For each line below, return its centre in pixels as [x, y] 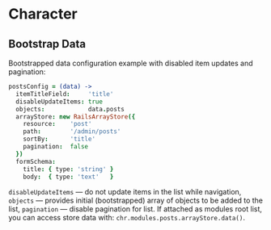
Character [43, 14]
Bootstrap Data [47, 44]
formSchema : [36, 161]
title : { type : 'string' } [68, 169]
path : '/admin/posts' [72, 132]
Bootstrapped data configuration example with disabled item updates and [131, 63]
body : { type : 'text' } [68, 177]
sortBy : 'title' [59, 139]
